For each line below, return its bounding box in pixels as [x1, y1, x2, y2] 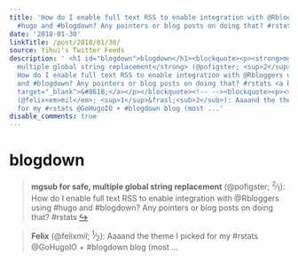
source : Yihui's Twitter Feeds [9, 46, 125, 55]
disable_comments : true [9, 112, 98, 121]
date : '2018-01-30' [9, 29, 82, 38]
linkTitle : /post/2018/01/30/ [9, 37, 122, 47]
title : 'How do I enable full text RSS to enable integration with [9, 12, 264, 22]
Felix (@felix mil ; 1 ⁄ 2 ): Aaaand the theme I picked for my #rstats [30, 228, 259, 242]
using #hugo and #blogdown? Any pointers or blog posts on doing [30, 202, 273, 213]
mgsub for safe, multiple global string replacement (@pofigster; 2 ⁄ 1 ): [30, 179, 286, 194]
